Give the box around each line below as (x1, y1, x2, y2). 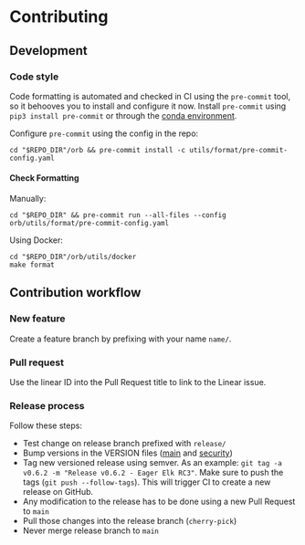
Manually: (9, 194, 47, 204)
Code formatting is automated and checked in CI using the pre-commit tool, (9, 90, 290, 101)
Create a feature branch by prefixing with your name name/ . (9, 333, 232, 344)
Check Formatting (9, 173, 79, 183)
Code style (9, 70, 59, 83)
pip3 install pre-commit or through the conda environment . (9, 110, 237, 121)
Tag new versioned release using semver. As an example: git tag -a (22, 457, 283, 468)
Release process (9, 399, 85, 412)
